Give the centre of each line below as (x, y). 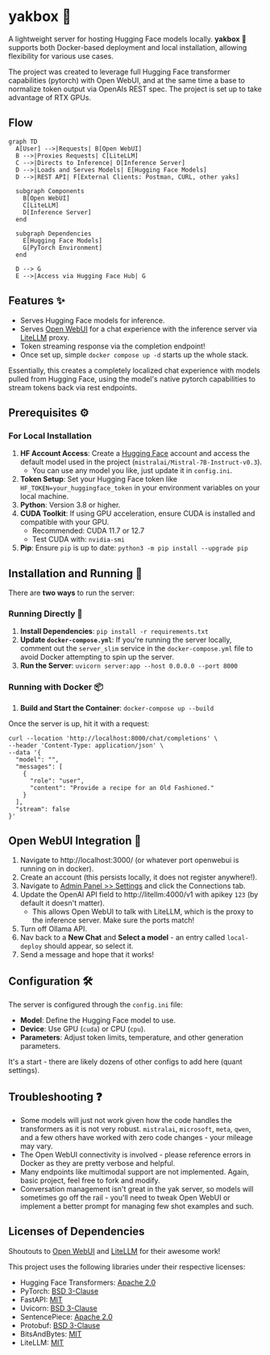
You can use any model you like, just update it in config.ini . (132, 471)
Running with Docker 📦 (56, 687)
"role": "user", (57, 781)
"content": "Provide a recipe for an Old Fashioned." (122, 787)
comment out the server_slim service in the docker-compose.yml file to (137, 648)
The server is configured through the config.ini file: (96, 1005)
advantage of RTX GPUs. (50, 97)
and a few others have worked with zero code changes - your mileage (137, 1138)
